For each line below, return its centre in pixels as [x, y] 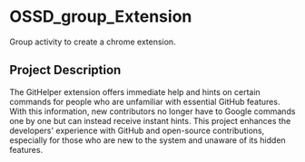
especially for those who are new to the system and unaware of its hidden [148, 140]
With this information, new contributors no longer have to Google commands [152, 111]
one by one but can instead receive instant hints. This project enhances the [150, 120]
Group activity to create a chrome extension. [93, 42]
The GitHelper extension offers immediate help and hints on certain [135, 91]
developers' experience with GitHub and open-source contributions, [137, 130]
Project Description [65, 70]
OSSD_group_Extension [101, 17]
